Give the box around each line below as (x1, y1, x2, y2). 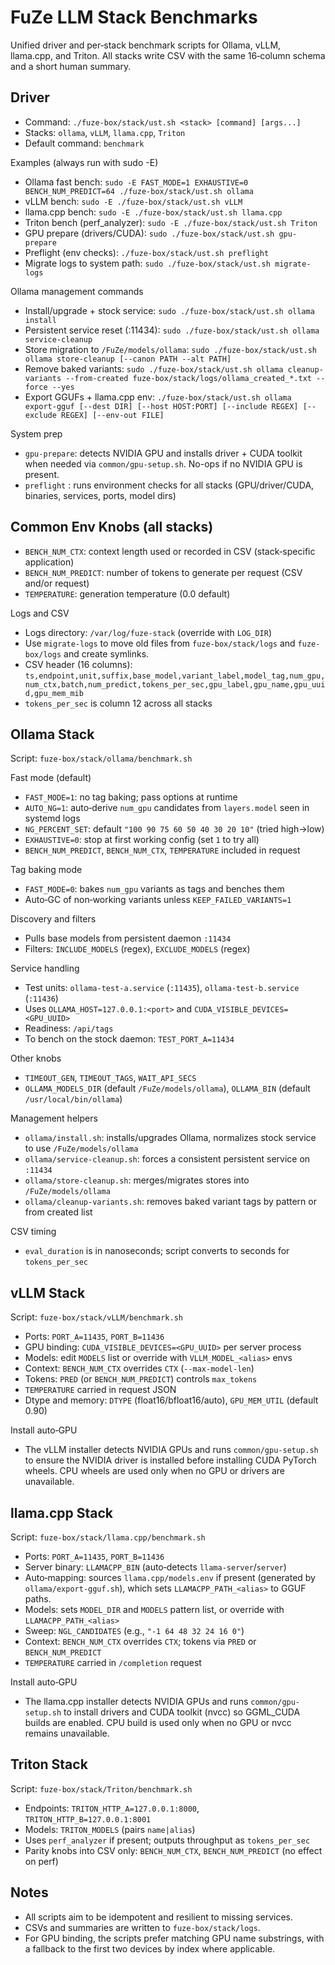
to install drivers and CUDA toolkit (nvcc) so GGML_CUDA (63, 1706, 301, 1718)
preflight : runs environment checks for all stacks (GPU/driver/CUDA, (24, 479, 315, 491)
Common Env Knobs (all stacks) (10, 519, 214, 536)
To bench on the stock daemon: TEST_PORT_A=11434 (24, 1033, 235, 1045)
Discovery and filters (10, 913, 97, 925)
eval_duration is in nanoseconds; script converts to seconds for (24, 1245, 290, 1257)
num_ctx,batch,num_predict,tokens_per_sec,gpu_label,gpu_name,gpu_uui (24, 679, 326, 690)
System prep (10, 427, 63, 440)
